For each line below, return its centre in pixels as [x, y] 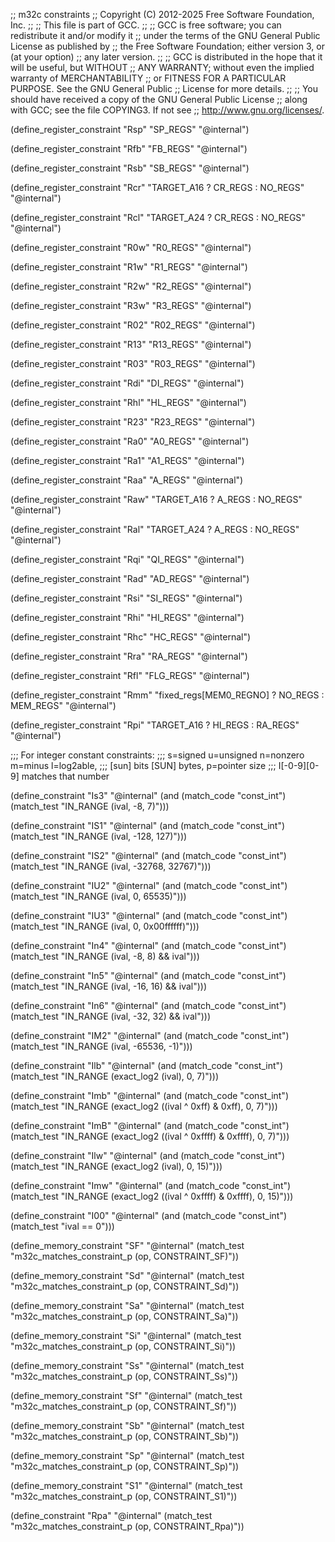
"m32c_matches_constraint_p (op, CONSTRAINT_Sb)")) [125, 1436]
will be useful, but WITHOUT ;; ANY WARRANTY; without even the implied [162, 67]
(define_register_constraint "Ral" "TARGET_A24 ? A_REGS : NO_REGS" [155, 529]
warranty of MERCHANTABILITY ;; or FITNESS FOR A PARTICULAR [148, 78]
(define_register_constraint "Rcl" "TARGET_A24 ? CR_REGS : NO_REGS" [158, 217]
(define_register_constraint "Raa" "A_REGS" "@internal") [127, 480]
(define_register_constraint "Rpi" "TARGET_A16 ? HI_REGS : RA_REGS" [155, 725]
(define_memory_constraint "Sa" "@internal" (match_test [127, 1305]
